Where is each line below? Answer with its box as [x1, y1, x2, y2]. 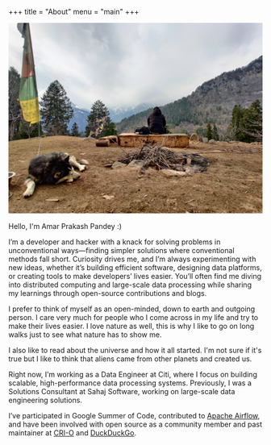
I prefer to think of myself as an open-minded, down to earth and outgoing [8, 304, 256, 314]
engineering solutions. [8, 395, 83, 405]
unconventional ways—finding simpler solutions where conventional [8, 246, 236, 255]
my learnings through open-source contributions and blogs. [8, 289, 207, 297]
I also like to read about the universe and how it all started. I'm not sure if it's [8, 346, 262, 355]
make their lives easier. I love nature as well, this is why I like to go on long [8, 322, 255, 331]
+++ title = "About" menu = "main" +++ [8, 7, 140, 16]
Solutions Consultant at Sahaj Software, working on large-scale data [8, 387, 236, 396]
